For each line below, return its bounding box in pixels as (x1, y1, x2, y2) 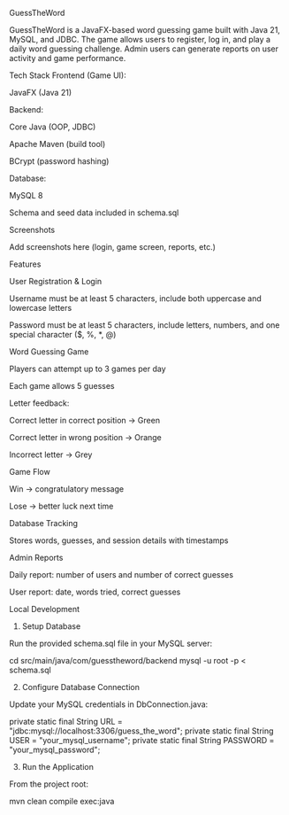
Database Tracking (9, 518, 78, 528)
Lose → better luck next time (9, 501, 114, 511)
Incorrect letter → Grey (9, 449, 93, 460)
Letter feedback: (9, 398, 70, 408)
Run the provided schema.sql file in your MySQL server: (9, 638, 213, 648)
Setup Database (21, 621, 81, 632)
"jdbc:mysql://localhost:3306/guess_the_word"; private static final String (9, 726, 274, 736)
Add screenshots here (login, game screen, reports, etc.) (9, 242, 217, 252)
